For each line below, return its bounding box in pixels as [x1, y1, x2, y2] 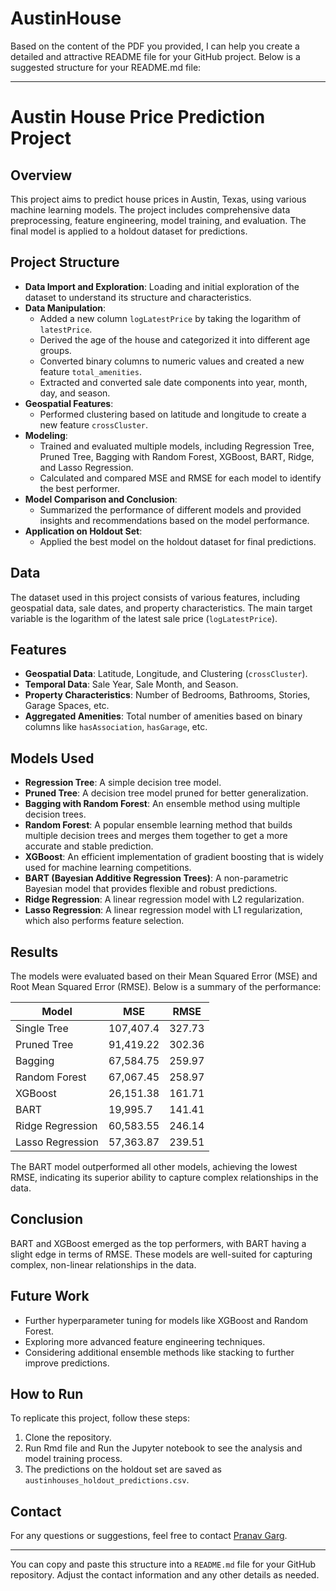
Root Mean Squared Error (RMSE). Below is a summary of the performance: [10, 981, 322, 992]
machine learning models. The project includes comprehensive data [10, 203, 291, 216]
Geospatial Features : [24, 397, 114, 409]
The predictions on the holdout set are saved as [24, 1463, 222, 1476]
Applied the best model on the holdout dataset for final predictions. [39, 535, 317, 547]
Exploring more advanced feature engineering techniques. [24, 1335, 266, 1347]
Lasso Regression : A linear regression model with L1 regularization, [24, 904, 303, 916]
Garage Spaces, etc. [24, 700, 110, 712]
